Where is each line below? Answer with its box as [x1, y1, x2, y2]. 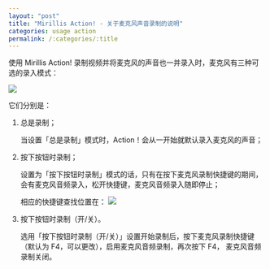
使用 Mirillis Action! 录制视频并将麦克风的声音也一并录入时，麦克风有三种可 [8, 58, 259, 67]
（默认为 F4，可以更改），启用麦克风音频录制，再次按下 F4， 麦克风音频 [20, 241, 262, 252]
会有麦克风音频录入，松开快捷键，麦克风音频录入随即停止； [20, 180, 220, 189]
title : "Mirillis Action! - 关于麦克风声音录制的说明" [8, 20, 184, 28]
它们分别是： [8, 101, 51, 111]
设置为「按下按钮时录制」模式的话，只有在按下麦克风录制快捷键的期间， [20, 170, 263, 180]
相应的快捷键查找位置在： [20, 197, 107, 207]
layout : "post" [8, 11, 60, 20]
